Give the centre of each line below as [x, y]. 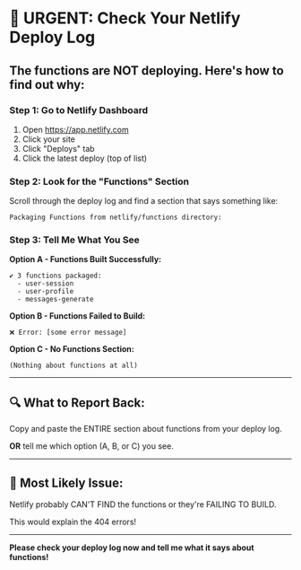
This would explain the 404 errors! [73, 522]
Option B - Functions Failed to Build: [77, 316]
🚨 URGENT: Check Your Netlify [125, 18]
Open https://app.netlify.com [75, 129]
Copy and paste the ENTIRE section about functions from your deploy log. [146, 429]
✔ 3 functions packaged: [56, 276]
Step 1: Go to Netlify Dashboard [79, 110]
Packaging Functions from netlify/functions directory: [116, 218]
